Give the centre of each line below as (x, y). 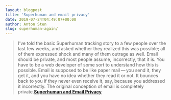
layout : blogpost (24, 10)
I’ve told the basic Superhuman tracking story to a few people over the (92, 43)
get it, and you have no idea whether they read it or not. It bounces (88, 76)
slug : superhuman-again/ (32, 29)
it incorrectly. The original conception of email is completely (81, 86)
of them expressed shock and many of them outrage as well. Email (88, 54)
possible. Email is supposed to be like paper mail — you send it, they (89, 70)
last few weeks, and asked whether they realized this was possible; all (91, 49)
